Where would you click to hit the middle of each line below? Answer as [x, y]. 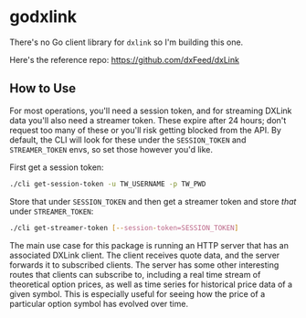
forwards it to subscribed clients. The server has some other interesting [144, 265]
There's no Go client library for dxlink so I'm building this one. [127, 42]
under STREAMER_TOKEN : [52, 211]
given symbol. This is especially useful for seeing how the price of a [137, 293]
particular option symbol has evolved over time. [99, 303]
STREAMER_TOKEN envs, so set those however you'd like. [111, 149]
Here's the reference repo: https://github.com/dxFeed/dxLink [125, 59]
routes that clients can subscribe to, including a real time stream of [135, 274]
